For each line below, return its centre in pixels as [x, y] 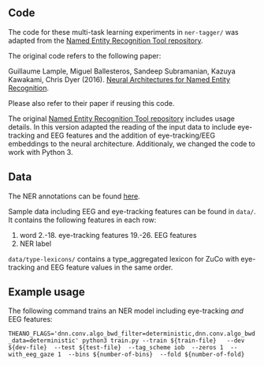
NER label [35, 243]
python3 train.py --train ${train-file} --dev [164, 341]
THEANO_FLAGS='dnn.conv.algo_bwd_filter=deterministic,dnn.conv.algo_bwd [132, 334]
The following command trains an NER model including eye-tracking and [126, 311]
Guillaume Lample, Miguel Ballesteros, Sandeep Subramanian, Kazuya [122, 71]
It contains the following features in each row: [82, 220]
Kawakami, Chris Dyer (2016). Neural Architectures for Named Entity [119, 79]
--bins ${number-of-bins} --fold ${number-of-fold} [156, 355]
